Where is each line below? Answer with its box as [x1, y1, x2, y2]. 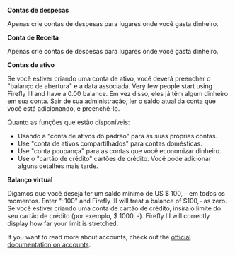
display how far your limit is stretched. [7, 219, 119, 227]
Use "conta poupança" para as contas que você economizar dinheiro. [17, 147, 222, 155]
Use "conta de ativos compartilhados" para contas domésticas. [17, 139, 203, 148]
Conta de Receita [7, 33, 59, 42]
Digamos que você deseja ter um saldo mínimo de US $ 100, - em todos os [7, 189, 225, 197]
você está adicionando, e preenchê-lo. [7, 105, 120, 112]
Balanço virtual [7, 176, 53, 184]
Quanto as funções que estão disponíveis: [7, 118, 130, 126]
